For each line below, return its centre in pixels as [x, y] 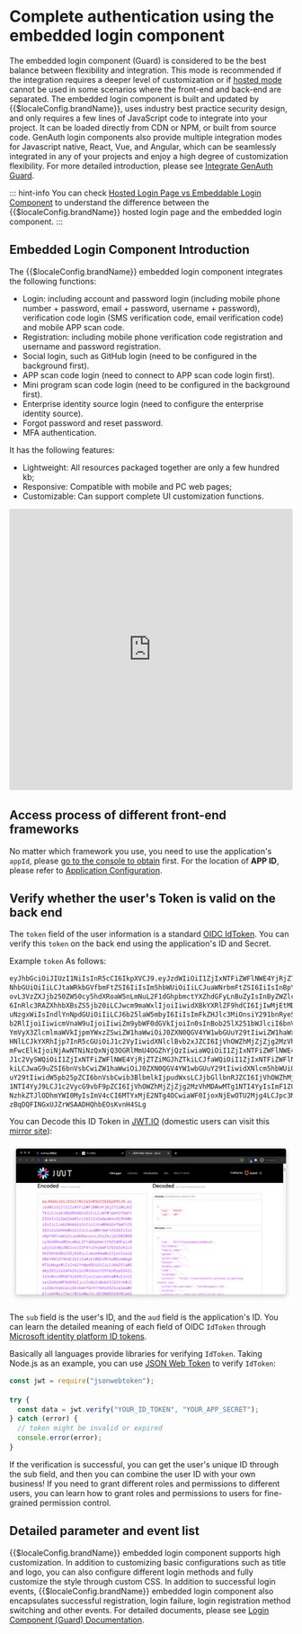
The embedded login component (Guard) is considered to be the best [138, 60]
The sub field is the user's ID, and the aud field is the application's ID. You [144, 1317]
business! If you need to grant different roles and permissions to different [145, 1484]
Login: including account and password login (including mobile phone [151, 298]
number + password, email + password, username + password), [141, 308]
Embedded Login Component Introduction [129, 250]
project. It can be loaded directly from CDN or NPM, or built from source [143, 127]
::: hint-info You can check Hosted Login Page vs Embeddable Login [136, 193]
